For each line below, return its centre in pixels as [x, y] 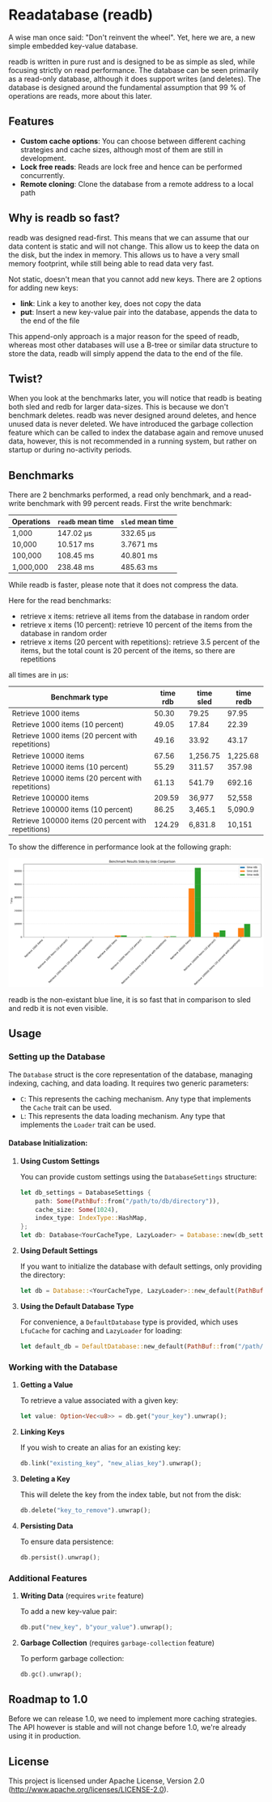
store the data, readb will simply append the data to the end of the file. [126, 353]
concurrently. [42, 175]
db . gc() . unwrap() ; [51, 1674]
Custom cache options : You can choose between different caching [133, 141]
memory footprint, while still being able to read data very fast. [111, 263]
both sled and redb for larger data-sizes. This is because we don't [119, 407]
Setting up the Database [57, 1056]
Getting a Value [47, 1385]
